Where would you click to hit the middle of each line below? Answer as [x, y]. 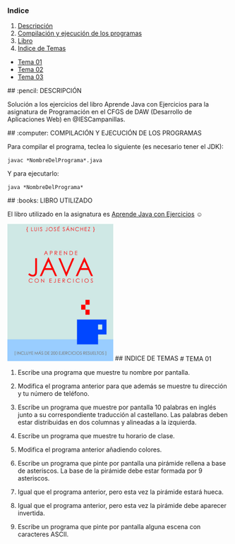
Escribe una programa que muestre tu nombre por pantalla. [104, 372]
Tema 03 [30, 77]
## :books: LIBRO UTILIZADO [50, 200]
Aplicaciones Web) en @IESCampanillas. [66, 119]
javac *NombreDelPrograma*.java [55, 161]
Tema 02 [30, 70]
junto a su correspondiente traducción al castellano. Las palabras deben [122, 414]
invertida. [31, 513]
